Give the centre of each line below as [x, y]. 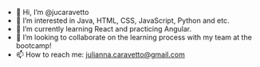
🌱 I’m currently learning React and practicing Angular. [104, 29]
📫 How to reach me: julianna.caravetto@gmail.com [100, 54]
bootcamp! [33, 46]
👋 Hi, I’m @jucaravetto [52, 12]
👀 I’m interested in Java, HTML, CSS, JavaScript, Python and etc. [122, 20]
